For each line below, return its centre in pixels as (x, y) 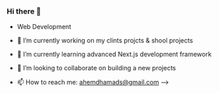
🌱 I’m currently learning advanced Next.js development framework (114, 54)
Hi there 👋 (24, 11)
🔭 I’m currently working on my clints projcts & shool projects (105, 40)
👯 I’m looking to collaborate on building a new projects (96, 68)
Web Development (44, 27)
